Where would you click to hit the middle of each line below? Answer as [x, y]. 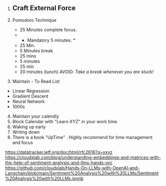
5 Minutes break [36, 50]
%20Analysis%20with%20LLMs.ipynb [44, 178]
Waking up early [29, 127]
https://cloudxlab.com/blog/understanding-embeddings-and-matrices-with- [83, 157]
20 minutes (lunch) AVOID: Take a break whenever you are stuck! [86, 72]
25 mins [28, 56]
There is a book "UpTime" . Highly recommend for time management [82, 137]
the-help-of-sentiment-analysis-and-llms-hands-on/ [59, 162]
